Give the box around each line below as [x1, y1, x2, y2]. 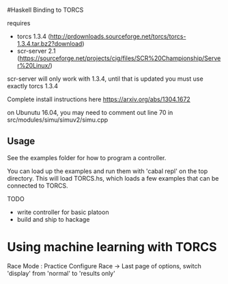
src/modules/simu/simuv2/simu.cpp [7, 116, 109, 124]
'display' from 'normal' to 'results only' [7, 269, 116, 277]
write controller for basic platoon [16, 208, 109, 216]
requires [7, 19, 31, 27]
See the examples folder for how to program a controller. [7, 153, 167, 162]
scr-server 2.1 [16, 47, 56, 55]
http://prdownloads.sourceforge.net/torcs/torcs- [50, 32, 186, 40]
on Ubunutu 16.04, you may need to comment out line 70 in [7, 109, 173, 116]
